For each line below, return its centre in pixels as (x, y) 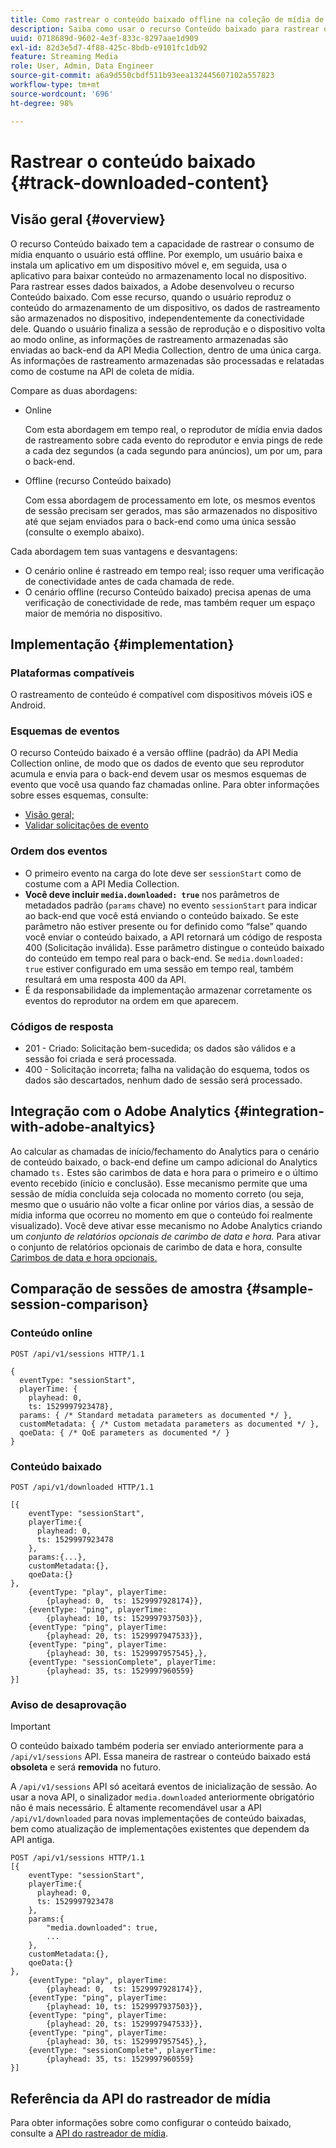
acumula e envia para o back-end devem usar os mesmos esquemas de (158, 774)
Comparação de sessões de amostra (126, 1289)
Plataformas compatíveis (72, 673)
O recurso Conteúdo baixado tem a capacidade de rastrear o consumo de (162, 243)
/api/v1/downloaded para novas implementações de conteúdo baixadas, (158, 1818)
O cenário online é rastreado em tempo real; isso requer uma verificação (174, 570)
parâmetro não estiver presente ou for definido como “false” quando (166, 926)
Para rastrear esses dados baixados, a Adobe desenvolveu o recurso (152, 286)
